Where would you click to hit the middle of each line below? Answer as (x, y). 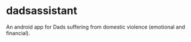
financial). (18, 33)
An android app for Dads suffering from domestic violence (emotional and (96, 27)
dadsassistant (42, 11)
